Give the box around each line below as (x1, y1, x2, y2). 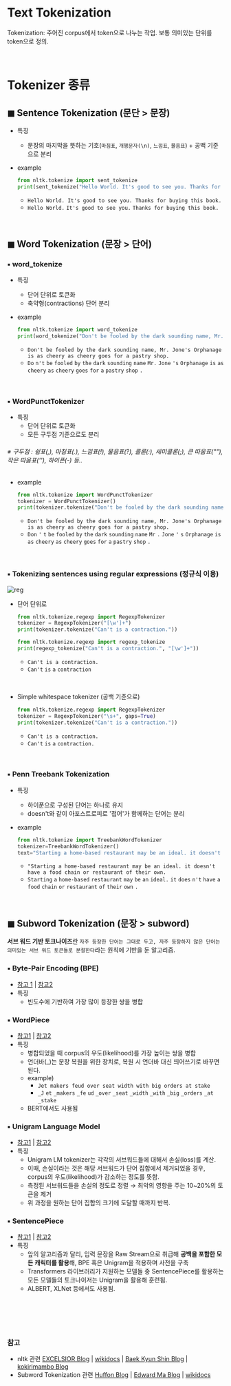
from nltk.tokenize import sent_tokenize (16, 177, 138, 184)
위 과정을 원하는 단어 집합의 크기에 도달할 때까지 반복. (27, 1199, 170, 1207)
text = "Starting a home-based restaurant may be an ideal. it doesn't (16, 849, 221, 857)
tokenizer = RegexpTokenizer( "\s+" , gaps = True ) (16, 712, 156, 719)
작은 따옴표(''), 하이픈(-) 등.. (7, 456, 83, 465)
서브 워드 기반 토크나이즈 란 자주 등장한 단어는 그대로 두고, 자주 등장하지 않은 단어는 (7, 937, 221, 946)
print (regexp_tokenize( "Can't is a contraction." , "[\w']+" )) (16, 645, 199, 652)
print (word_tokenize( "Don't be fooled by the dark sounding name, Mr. (16, 333, 224, 340)
